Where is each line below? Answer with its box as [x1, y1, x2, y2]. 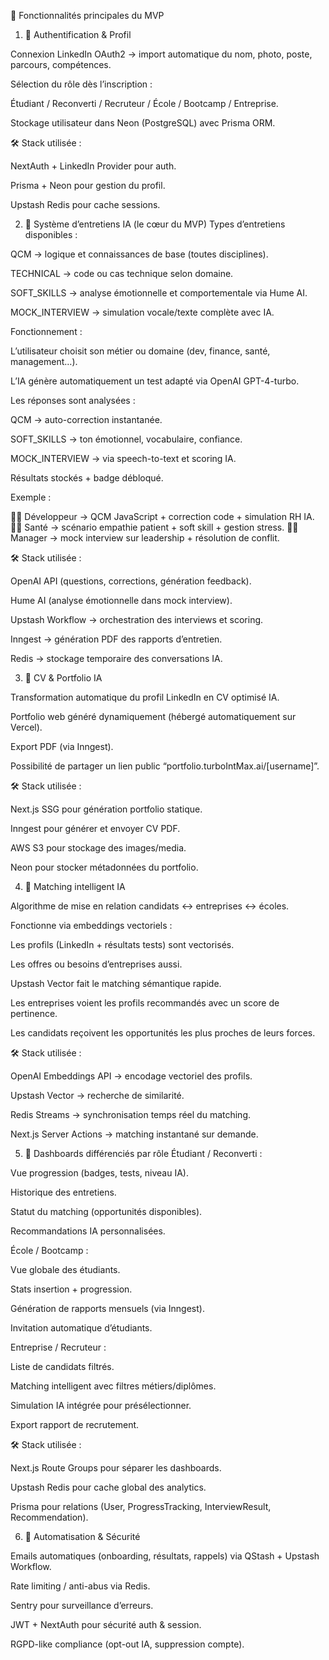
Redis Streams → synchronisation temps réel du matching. [10, 1109, 252, 1120]
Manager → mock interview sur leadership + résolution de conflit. [10, 532, 280, 544]
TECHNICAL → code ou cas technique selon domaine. [10, 268, 234, 279]
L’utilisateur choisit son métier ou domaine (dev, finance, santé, [10, 345, 271, 357]
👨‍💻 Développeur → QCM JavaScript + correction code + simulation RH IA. [10, 511, 315, 522]
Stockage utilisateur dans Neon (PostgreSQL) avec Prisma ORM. [10, 117, 276, 129]
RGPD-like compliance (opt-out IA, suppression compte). [10, 1638, 245, 1650]
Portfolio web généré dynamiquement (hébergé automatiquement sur [10, 711, 297, 722]
